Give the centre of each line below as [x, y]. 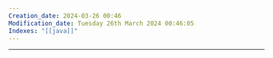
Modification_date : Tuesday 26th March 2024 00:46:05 [102, 23]
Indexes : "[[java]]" [43, 31]
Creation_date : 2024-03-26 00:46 [65, 16]
